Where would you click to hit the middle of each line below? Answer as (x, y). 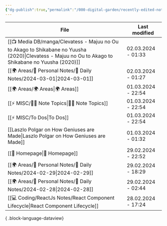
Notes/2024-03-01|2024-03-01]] (50, 79)
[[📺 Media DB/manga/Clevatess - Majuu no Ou (63, 41)
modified (143, 33)
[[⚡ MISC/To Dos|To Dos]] (38, 117)
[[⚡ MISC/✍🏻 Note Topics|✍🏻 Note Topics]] (58, 104)
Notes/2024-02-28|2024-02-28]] (50, 189)
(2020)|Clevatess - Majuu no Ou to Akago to (60, 56)
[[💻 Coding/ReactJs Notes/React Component (61, 198)
